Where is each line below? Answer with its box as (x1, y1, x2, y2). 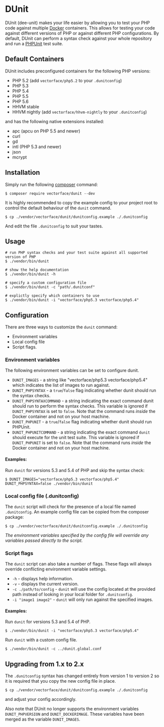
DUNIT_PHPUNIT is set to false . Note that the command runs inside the (12, 440, 151, 446)
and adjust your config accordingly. (5, 696, 77, 702)
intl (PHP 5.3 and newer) (12, 144, 62, 150)
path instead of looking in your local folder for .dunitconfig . (12, 592, 133, 598)
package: (5, 514, 24, 520)
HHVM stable (12, 103, 39, 109)
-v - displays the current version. (12, 581, 79, 587)
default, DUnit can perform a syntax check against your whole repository (5, 35, 152, 41)
